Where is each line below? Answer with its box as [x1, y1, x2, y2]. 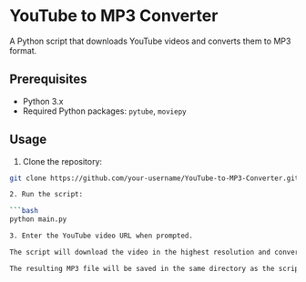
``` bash [9, 206, 39, 216]
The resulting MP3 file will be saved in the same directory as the [9, 264, 275, 273]
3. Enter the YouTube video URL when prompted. [9, 231, 194, 241]
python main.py [9, 215, 67, 224]
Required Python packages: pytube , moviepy [22, 106, 187, 116]
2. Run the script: [9, 190, 84, 199]
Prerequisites [9, 72, 87, 87]
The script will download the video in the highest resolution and [9, 247, 271, 257]
